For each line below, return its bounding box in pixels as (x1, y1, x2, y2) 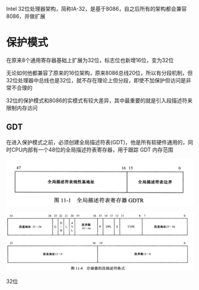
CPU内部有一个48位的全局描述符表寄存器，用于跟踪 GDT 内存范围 (11, 146, 174, 153)
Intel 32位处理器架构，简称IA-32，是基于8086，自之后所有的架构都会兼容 (6, 5, 187, 12)
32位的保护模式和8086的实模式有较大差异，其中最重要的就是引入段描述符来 (6, 97, 193, 104)
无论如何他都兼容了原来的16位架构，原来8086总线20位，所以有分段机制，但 (6, 69, 193, 76)
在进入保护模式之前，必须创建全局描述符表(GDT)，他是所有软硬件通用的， (6, 138, 188, 146)
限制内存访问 (6, 104, 38, 112)
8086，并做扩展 (6, 13, 46, 20)
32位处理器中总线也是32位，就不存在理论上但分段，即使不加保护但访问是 (6, 76, 186, 84)
